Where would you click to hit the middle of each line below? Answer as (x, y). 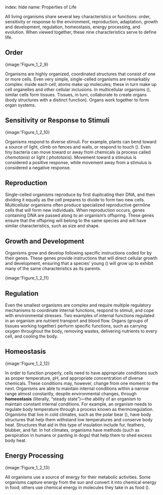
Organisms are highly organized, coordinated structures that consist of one (80, 74)
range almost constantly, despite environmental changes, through (71, 393)
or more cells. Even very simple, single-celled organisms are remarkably (77, 79)
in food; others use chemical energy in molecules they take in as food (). (77, 487)
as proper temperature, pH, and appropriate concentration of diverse (74, 378)
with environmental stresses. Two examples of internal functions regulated (80, 316)
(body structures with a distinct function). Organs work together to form (77, 100)
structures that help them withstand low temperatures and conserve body (79, 419)
